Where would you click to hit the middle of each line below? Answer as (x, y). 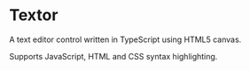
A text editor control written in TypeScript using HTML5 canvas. (125, 39)
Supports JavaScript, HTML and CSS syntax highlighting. (113, 56)
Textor (34, 15)
